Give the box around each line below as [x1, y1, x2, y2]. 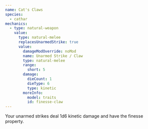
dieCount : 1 [27, 76, 52, 81]
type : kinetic [27, 85, 56, 91]
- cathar [9, 16, 28, 21]
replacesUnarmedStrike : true [18, 40, 79, 45]
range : [23, 63, 37, 67]
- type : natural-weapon [9, 26, 58, 31]
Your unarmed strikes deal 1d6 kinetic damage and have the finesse [5, 113, 144, 119]
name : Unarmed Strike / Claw [23, 53, 83, 59]
